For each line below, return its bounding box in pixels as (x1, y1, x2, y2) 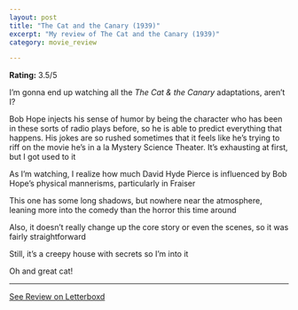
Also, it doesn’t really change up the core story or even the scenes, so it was (9, 222, 289, 233)
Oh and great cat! (9, 266, 74, 276)
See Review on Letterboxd (9, 291, 106, 302)
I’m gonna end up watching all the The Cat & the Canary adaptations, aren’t (9, 87, 286, 98)
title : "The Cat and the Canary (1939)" (9, 21, 161, 30)
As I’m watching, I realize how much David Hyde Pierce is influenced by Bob (9, 169, 287, 179)
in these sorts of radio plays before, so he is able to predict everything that (9, 123, 282, 134)
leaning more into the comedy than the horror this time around (9, 205, 237, 216)
